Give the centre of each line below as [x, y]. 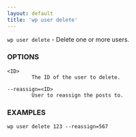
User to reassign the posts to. [78, 95]
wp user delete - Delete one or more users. [68, 39]
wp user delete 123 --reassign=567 [58, 127]
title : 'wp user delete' [42, 20]
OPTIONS [23, 57]
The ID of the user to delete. [76, 77]
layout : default [30, 13]
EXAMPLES [26, 112]
